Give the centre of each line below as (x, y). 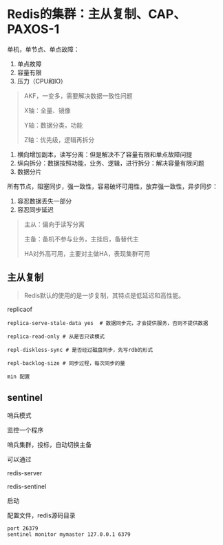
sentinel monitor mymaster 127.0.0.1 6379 (69, 534)
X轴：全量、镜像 (47, 110)
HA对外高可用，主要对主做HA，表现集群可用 (87, 253)
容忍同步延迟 (35, 209)
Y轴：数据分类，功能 (53, 125)
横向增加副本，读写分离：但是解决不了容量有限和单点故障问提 (105, 154)
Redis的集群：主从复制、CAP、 (96, 14)
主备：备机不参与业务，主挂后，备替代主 (81, 239)
